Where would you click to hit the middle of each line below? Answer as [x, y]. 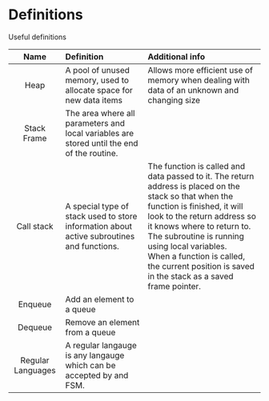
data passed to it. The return [201, 176]
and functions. [92, 246]
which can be [90, 365]
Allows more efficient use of [201, 70]
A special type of [97, 206]
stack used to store [101, 216]
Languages [35, 370]
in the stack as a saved [191, 276]
